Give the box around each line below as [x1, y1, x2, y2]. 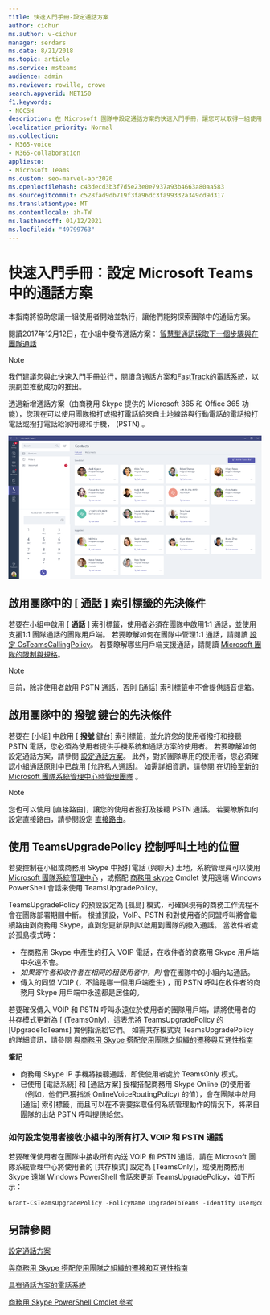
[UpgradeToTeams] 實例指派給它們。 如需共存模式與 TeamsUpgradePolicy [8, 1025, 255, 1035]
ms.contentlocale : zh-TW [8, 209, 92, 217]
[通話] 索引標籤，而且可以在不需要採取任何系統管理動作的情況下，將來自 [19, 1100, 260, 1110]
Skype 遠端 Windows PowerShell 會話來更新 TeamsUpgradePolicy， [8, 1172, 235, 1181]
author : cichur [8, 21, 59, 30]
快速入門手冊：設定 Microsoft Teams [8, 263, 254, 282]
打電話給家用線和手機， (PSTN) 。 [35, 419, 149, 429]
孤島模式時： [14, 931, 58, 940]
